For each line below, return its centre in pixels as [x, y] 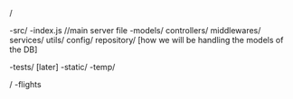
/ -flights [26, 84]
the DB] [24, 49]
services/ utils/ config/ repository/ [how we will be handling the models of [146, 40]
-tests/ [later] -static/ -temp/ [62, 67]
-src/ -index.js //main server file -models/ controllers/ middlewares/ [135, 30]
